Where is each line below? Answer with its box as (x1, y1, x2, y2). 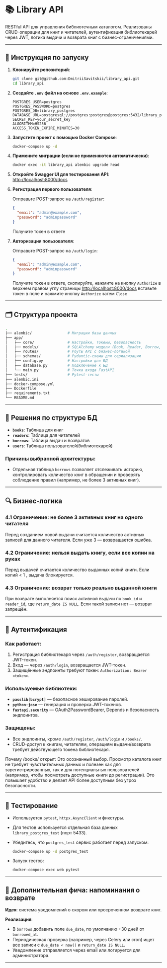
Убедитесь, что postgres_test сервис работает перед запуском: (12, 839, 149, 845)
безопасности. (5, 782, 36, 788)
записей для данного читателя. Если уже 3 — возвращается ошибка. (5, 537, 153, 543)
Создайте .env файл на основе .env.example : (12, 90, 108, 96)
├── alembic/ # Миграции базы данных (5, 330, 117, 335)
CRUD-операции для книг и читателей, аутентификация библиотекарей (5, 29, 158, 35)
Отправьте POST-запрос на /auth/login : (12, 247, 98, 253)
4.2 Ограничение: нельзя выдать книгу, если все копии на (5, 549, 155, 556)
